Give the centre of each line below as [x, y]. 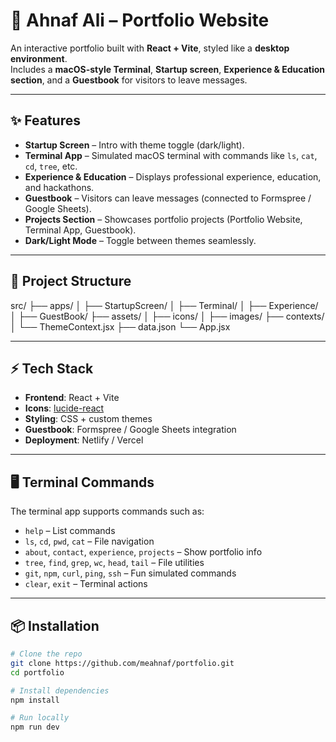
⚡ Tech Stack [52, 368]
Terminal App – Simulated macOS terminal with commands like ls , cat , [171, 155]
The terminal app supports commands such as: [107, 511]
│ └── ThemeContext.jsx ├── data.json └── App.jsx [120, 326]
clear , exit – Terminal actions [86, 584]
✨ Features [45, 120]
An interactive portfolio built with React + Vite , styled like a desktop [150, 48]
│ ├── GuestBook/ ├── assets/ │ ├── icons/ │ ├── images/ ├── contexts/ [167, 316]
